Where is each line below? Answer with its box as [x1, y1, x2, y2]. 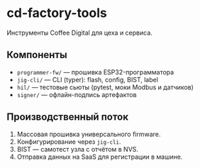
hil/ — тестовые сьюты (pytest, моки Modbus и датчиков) [16, 83, 194, 91]
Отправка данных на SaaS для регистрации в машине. [16, 152, 183, 161]
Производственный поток [6, 111, 129, 123]
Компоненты [6, 49, 68, 61]
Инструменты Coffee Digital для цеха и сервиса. [6, 28, 153, 37]
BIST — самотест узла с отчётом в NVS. [16, 145, 139, 153]
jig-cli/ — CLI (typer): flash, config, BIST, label [16, 75, 159, 84]
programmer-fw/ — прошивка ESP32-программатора [16, 67, 174, 76]
